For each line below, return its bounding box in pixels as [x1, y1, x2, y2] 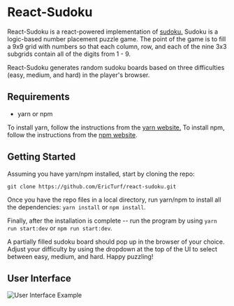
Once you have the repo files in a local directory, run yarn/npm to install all [7, 195, 221, 204]
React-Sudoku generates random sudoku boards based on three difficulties [7, 63, 225, 71]
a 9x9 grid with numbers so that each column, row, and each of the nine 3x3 [7, 42, 227, 50]
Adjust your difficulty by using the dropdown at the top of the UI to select [7, 244, 218, 253]
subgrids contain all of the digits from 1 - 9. [7, 50, 131, 58]
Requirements [7, 91, 70, 103]
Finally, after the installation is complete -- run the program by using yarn [7, 216, 218, 225]
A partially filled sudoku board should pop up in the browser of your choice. [7, 237, 225, 246]
